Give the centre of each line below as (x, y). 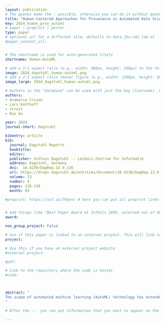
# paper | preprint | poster (35, 28)
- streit (14, 109)
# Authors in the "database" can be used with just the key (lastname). (81, 91)
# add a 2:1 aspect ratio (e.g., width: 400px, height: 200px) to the (79, 68)
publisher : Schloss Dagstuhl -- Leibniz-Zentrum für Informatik (77, 159)
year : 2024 (16, 122)
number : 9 (19, 181)
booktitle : (21, 149)
